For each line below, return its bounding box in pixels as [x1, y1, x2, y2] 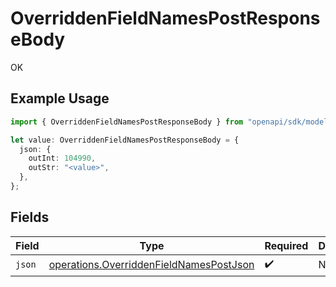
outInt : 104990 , [28, 153, 97, 164]
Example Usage [10, 90, 110, 107]
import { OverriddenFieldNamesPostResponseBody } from [10, 117, 244, 127]
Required [264, 238, 309, 252]
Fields [10, 209, 50, 226]
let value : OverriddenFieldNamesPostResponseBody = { [10, 135, 240, 145]
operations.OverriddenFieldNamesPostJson [48, 258, 255, 272]
